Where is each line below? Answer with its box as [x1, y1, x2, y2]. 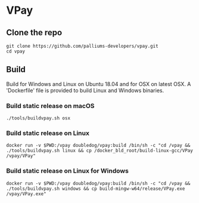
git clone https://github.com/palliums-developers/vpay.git [6, 43, 159, 49]
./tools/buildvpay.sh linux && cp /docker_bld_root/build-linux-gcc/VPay [6, 147, 194, 154]
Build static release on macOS [6, 101, 95, 110]
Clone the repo [6, 27, 63, 38]
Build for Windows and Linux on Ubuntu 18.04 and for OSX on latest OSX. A [6, 80, 191, 87]
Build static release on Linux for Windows [6, 167, 129, 175]
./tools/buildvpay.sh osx [6, 115, 70, 121]
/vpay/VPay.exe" [6, 190, 46, 197]
